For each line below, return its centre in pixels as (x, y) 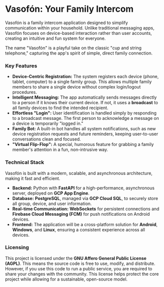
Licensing (17, 248)
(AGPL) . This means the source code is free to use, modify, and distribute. (80, 263)
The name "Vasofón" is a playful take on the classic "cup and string (73, 48)
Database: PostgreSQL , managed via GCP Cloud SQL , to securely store (85, 198)
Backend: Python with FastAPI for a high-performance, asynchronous (83, 188)
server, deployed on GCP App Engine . (51, 193)
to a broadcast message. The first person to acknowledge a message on (86, 118)
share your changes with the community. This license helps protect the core (82, 274)
